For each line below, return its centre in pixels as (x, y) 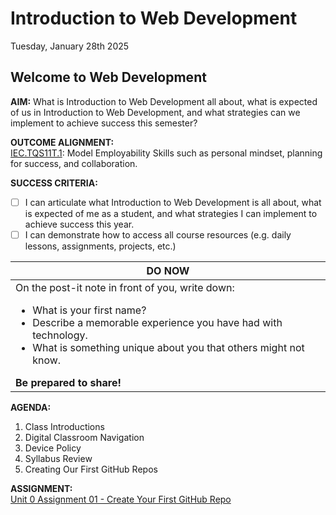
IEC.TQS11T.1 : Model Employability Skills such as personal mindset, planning (166, 153)
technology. (60, 335)
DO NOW (168, 270)
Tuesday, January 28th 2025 (70, 46)
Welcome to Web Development (108, 77)
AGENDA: (31, 407)
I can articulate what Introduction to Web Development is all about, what (173, 202)
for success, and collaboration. (74, 163)
